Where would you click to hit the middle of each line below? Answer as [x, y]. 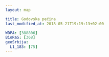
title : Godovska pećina [31, 19]
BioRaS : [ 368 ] [20, 38]
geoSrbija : [17, 42]
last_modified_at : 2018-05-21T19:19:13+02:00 [54, 24]
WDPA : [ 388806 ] [21, 33]
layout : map [18, 10]
